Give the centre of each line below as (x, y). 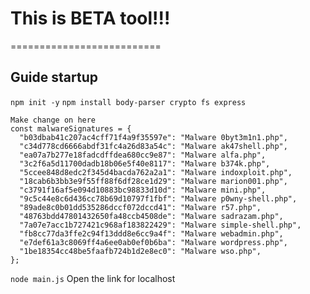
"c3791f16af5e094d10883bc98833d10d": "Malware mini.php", (143, 190)
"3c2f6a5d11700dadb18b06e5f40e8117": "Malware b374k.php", (145, 163)
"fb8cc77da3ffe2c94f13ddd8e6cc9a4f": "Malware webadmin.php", (151, 233)
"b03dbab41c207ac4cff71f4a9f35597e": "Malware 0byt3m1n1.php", (153, 137)
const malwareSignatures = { (71, 128)
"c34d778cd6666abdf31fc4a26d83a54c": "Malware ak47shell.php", (153, 146)
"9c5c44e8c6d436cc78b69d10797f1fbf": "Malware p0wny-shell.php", (158, 198)
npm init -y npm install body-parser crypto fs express (128, 102)
